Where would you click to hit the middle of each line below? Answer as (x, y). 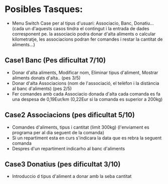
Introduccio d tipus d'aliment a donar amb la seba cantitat (72, 176)
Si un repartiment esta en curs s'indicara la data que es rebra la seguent (87, 138)
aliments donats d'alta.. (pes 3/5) (46, 78)
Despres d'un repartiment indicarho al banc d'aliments (68, 148)
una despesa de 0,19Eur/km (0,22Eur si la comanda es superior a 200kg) (87, 99)
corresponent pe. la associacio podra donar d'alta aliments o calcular (84, 34)
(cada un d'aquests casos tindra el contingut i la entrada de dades (80, 28)
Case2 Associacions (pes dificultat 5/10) (70, 115)
